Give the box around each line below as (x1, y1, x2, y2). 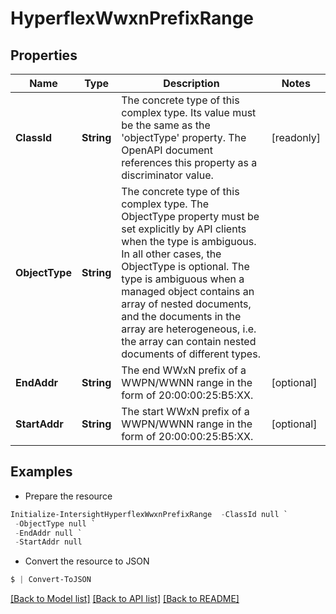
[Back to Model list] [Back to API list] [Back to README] (10, 593, 240, 605)
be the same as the (121, 118, 211, 132)
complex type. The (121, 197, 210, 211)
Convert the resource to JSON (24, 555, 150, 567)
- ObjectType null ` (14, 518, 97, 529)
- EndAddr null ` (14, 528, 83, 538)
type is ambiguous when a (121, 272, 245, 286)
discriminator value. (121, 168, 214, 182)
